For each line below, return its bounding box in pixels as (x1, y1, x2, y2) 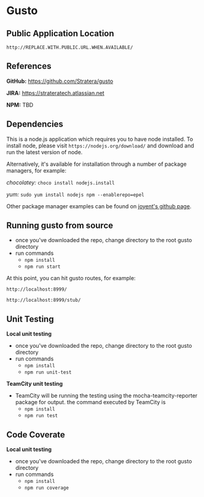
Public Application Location (6, 28, 115, 39)
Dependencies (6, 119, 63, 130)
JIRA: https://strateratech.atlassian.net (6, 89, 104, 96)
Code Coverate (6, 429, 66, 440)
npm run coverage (24, 485, 69, 491)
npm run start (24, 264, 61, 270)
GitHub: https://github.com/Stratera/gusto (6, 77, 114, 85)
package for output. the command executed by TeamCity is (15, 399, 166, 406)
